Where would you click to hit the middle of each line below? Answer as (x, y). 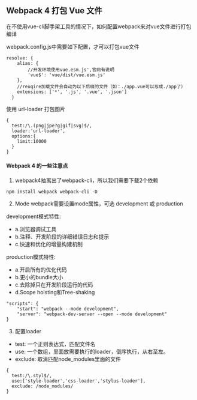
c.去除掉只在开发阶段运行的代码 (54, 285)
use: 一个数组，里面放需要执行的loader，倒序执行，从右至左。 (92, 352)
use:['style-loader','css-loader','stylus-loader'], (79, 381)
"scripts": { (22, 304)
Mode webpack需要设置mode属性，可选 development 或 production (99, 204)
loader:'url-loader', (39, 131)
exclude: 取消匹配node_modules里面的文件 (68, 359)
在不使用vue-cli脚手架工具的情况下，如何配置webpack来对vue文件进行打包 (99, 26)
